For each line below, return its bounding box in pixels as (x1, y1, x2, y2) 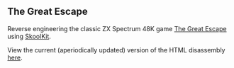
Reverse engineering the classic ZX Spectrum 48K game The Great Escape (7, 24, 227, 33)
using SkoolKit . (7, 32, 52, 40)
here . (7, 53, 23, 62)
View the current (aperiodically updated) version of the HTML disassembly (7, 45, 225, 54)
